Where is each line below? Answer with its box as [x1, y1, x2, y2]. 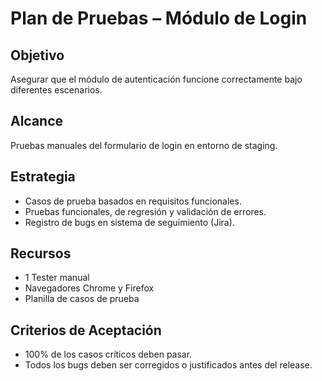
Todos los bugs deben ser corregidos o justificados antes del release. [24, 359, 313, 371]
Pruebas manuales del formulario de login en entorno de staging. [10, 139, 278, 151]
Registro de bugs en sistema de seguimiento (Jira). [24, 216, 235, 228]
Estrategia [10, 168, 76, 186]
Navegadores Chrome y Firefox [24, 282, 155, 294]
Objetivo [10, 47, 65, 64]
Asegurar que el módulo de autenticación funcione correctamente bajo [10, 73, 303, 85]
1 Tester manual [24, 272, 90, 284]
